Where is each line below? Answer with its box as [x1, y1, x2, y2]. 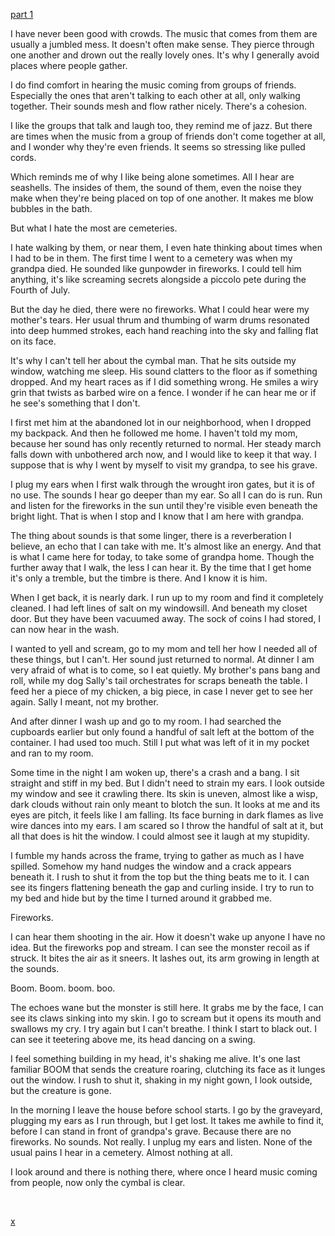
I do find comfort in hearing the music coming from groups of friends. [10, 79, 297, 91]
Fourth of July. [10, 284, 71, 296]
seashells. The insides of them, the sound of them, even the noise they [10, 182, 302, 193]
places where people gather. [10, 60, 128, 71]
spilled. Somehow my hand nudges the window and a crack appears [10, 860, 292, 872]
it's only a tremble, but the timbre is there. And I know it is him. [10, 572, 268, 584]
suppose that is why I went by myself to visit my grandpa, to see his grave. [10, 459, 318, 471]
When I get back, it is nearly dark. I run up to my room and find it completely [10, 592, 324, 603]
